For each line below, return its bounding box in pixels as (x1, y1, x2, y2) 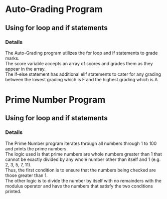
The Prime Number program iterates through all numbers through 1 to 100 (5, 140, 157, 146)
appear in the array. (5, 66, 46, 72)
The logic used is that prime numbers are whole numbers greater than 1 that (5, 151, 162, 157)
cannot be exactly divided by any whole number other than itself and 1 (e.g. (5, 156, 161, 162)
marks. (5, 55, 20, 61)
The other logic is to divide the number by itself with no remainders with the (5, 177, 162, 183)
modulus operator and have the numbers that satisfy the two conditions (5, 183, 153, 189)
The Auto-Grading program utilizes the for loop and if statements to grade (5, 50, 158, 56)
